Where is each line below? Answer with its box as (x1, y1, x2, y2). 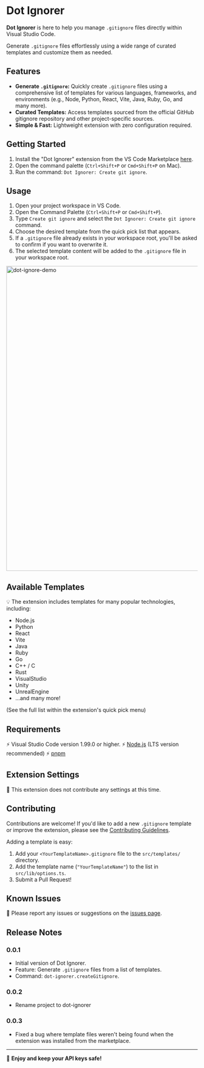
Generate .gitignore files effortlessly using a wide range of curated (6, 42, 176, 49)
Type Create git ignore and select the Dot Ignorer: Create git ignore (15, 215, 196, 223)
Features (6, 66, 41, 77)
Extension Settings (6, 770, 80, 780)
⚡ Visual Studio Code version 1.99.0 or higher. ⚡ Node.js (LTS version (6, 740, 179, 748)
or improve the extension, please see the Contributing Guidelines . (6, 826, 171, 833)
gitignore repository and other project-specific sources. (15, 115, 155, 122)
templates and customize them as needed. (6, 48, 113, 56)
